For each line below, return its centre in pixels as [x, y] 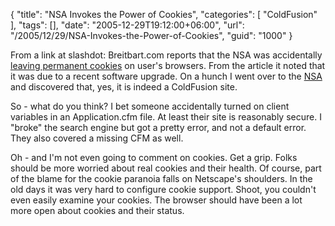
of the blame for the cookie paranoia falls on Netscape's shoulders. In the [161, 178]
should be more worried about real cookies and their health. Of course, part [166, 168]
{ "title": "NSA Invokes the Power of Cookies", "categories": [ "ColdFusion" [164, 14]
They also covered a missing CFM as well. [97, 138]
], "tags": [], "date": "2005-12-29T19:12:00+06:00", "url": [127, 25]
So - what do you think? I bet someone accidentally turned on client [150, 106]
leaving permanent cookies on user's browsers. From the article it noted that [168, 65]
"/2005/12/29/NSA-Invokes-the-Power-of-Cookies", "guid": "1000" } [151, 35]
